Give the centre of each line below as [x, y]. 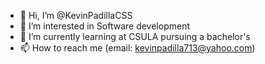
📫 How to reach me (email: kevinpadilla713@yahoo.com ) [137, 48]
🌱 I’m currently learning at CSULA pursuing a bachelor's [135, 36]
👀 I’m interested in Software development [104, 26]
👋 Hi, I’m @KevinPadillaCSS [76, 15]
